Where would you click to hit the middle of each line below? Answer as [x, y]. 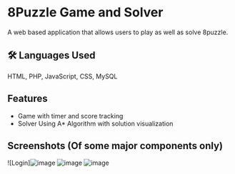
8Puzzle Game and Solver [85, 12]
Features [27, 99]
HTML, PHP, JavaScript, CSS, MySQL [62, 76]
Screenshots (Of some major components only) [115, 146]
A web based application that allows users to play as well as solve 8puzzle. [118, 32]
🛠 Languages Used [51, 55]
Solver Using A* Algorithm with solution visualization [95, 123]
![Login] [19, 163]
